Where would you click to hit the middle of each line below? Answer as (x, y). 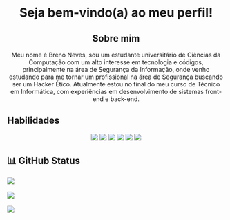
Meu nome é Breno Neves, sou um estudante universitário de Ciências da (116, 55)
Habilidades (33, 121)
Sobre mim (116, 38)
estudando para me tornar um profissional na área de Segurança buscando (116, 77)
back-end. (125, 99)
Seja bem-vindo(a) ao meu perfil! (116, 13)
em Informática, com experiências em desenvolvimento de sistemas (107, 92)
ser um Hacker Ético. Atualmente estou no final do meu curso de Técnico (116, 84)
